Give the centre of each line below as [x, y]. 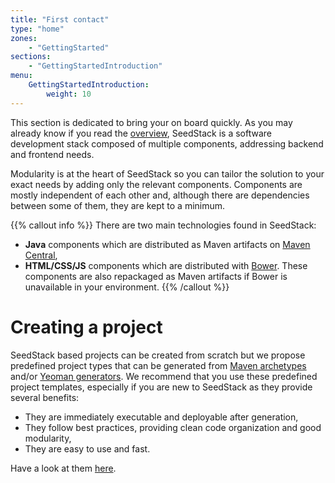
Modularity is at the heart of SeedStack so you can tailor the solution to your [167, 173]
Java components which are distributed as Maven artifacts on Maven [167, 244]
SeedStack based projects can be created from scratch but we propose [158, 355]
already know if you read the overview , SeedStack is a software [141, 133]
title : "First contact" [60, 19]
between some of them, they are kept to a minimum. [118, 205]
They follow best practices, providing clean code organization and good [173, 427]
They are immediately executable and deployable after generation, [161, 417]
